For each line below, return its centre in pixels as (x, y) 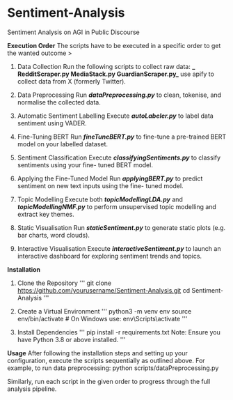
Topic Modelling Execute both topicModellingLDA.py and (100, 199)
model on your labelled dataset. (63, 144)
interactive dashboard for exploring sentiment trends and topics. (110, 256)
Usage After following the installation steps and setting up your (97, 353)
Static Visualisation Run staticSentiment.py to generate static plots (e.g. (121, 227)
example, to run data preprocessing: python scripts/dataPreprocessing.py (113, 368)
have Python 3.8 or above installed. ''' (72, 339)
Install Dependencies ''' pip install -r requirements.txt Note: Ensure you (119, 332)
